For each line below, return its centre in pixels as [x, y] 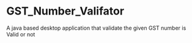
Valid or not [21, 34]
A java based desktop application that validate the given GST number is [96, 28]
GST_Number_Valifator [65, 11]
